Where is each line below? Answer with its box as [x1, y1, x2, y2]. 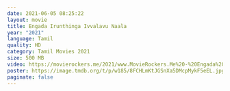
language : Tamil [7, 36, 53, 42]
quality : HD [7, 42, 41, 49]
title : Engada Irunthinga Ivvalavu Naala [7, 23, 127, 29]
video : [7, 61, 26, 68]
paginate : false [7, 73, 53, 81]
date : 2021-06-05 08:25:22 [7, 10, 84, 17]
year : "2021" [7, 29, 44, 36]
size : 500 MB [7, 55, 44, 62]
